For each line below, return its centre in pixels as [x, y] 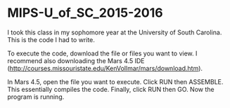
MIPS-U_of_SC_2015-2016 [85, 13]
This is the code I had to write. [51, 39]
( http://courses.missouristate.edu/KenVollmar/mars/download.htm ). [105, 68]
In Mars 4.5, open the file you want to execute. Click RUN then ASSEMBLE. [115, 81]
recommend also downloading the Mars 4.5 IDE [76, 60]
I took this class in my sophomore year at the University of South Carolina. [115, 32]
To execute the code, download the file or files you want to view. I [102, 53]
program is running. [36, 97]
